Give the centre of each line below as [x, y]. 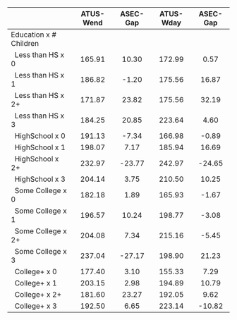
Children [25, 43]
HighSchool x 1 [40, 147]
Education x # [34, 35]
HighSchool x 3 [40, 179]
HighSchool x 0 [40, 136]
